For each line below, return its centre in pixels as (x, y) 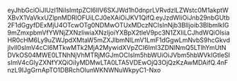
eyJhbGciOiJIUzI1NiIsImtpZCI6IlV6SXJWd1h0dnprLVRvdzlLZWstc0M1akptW (118, 10)
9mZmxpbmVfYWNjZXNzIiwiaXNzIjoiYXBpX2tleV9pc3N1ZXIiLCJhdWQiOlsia (118, 32)
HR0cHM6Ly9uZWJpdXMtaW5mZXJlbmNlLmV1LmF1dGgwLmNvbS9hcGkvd (119, 40)
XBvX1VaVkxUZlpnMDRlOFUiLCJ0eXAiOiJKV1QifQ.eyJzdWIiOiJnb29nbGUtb (118, 18)
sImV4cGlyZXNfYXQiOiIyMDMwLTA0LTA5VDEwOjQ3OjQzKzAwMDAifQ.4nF (118, 62)
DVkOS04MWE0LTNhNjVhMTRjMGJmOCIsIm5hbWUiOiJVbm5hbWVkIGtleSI (119, 55)
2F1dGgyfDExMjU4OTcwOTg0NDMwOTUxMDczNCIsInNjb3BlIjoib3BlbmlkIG (118, 25)
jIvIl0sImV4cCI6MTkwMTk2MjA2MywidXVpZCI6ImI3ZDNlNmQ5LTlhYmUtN (117, 48)
